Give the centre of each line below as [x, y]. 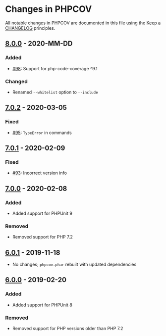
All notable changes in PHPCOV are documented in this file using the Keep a [83, 23]
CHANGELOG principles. [30, 28]
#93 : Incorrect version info [39, 173]
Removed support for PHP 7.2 [42, 237]
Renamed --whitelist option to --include [55, 92]
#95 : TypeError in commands [42, 133]
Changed [17, 81]
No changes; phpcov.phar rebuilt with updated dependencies [74, 264]
